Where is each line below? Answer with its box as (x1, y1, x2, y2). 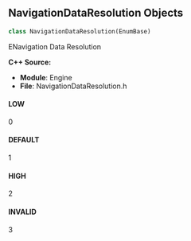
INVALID (8, 207, 37, 216)
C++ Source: (8, 57, 52, 67)
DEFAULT (8, 135, 40, 145)
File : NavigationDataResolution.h (19, 81, 127, 91)
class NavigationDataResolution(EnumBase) (8, 27, 151, 35)
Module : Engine (19, 72, 73, 82)
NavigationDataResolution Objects (8, 6, 184, 20)
